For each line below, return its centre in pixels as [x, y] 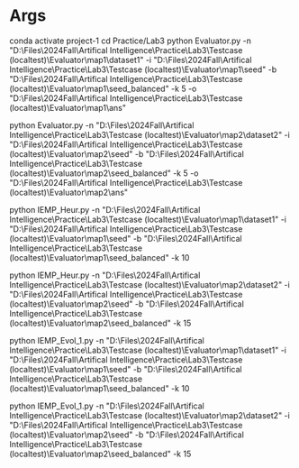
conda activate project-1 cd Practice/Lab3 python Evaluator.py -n [131, 41]
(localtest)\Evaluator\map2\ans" [69, 192]
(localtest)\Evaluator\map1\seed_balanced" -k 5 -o [103, 88]
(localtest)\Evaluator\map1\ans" [68, 107]
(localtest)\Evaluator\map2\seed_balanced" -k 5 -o [104, 173]
